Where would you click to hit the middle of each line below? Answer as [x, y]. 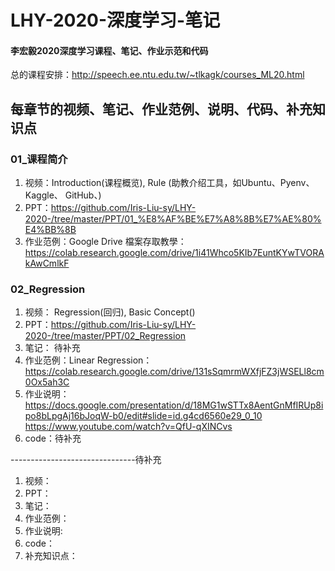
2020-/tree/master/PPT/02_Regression [105, 336]
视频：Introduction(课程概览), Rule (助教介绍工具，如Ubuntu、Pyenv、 [169, 183]
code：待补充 [53, 438]
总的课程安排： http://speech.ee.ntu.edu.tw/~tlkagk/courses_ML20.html [157, 75]
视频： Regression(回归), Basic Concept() [110, 312]
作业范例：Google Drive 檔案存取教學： [105, 242]
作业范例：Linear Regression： [88, 360]
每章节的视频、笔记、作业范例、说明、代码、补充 [161, 109]
